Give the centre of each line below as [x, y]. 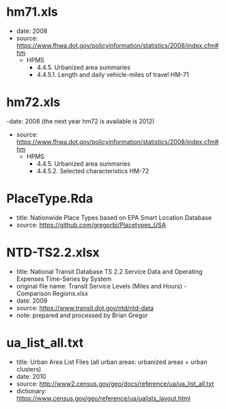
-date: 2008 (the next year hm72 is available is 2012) [81, 121]
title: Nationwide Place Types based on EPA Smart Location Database [114, 217]
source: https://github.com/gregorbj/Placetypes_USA [91, 225]
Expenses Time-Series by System [64, 279]
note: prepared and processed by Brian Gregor [82, 315]
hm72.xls [33, 102]
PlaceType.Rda [50, 199]
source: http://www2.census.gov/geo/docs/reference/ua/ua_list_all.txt [115, 384]
